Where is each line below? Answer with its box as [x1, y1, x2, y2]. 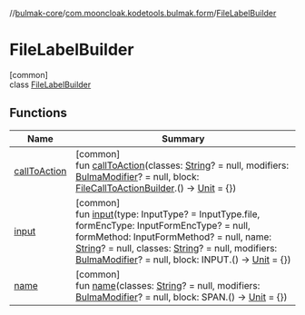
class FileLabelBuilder [9, 79, 92, 90]
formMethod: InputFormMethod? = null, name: [75, 231, 272, 243]
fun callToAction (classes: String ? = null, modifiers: [75, 159, 290, 172]
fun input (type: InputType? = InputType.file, [75, 208, 261, 221]
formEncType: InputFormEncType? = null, [75, 219, 251, 231]
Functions [9, 105, 68, 121]
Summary [162, 132, 205, 144]
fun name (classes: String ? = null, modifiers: [75, 279, 261, 291]
